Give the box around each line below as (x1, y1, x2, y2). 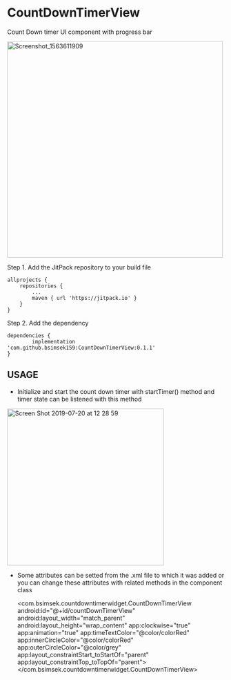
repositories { (19, 282, 63, 290)
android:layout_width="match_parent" (17, 614, 125, 622)
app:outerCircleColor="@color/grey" (17, 643, 122, 651)
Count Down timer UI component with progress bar (7, 28, 153, 36)
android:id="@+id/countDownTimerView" (17, 606, 136, 614)
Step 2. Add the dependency (7, 319, 89, 327)
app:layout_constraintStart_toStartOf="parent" (17, 650, 150, 659)
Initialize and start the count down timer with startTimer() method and (17, 387, 215, 395)
